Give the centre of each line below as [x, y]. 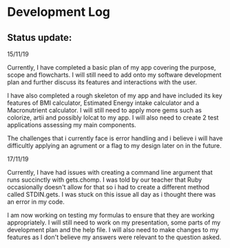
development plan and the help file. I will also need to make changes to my [113, 230]
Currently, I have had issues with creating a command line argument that [110, 172]
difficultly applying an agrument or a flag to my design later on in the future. [114, 145]
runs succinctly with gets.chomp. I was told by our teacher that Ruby [105, 180]
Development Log [59, 12]
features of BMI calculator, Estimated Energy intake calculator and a [103, 103]
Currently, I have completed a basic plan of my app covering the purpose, [112, 67]
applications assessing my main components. [72, 125]
